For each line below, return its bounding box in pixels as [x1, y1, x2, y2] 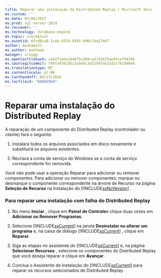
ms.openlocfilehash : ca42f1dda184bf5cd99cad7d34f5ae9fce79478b [5, 57, 135, 62]
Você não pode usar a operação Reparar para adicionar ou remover [5, 170, 140, 176]
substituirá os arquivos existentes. [12, 146, 81, 152]
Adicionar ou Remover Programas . [12, 214, 83, 219]
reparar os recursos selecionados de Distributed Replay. [12, 267, 124, 273]
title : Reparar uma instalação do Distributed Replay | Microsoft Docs [5, 7, 152, 12]
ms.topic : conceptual [5, 34, 49, 39]
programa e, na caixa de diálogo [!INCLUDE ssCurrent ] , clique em [12, 228, 144, 234]
